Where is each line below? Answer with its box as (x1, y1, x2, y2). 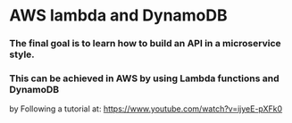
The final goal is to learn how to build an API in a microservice (9, 37, 281, 50)
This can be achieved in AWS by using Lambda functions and (9, 72, 279, 85)
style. (9, 48, 36, 61)
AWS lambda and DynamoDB (9, 5, 228, 26)
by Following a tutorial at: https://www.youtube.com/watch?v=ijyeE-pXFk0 (9, 103, 283, 114)
